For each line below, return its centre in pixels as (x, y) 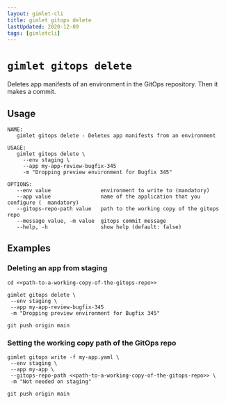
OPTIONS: (20, 185)
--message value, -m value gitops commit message (91, 221)
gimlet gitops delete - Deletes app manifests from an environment (116, 136)
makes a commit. (32, 92)
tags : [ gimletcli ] (34, 33)
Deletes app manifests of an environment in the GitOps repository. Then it (113, 84)
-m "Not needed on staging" (51, 381)
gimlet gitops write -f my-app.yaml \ (63, 357)
